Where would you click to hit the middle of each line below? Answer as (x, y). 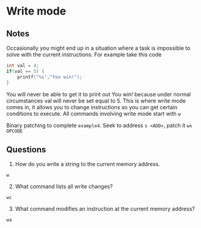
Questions (26, 149)
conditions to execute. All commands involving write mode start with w (94, 113)
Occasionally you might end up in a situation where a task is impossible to (98, 48)
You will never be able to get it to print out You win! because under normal (99, 94)
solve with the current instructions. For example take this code (84, 55)
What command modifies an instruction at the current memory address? (105, 209)
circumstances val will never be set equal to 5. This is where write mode (96, 101)
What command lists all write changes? (64, 187)
